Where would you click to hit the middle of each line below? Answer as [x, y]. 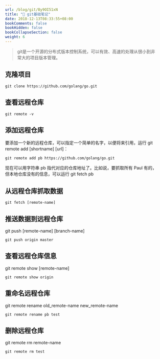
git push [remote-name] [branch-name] [45, 231]
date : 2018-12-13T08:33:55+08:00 [39, 19]
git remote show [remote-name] [37, 268]
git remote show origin [29, 277]
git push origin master [29, 240]
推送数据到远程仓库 [34, 219]
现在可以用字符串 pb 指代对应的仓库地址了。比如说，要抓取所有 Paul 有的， [81, 168]
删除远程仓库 [24, 330]
